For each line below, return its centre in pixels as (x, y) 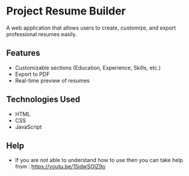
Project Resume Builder (66, 11)
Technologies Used (43, 100)
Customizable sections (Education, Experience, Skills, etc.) (88, 68)
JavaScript (28, 127)
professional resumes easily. (42, 34)
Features (23, 53)
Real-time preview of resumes (52, 80)
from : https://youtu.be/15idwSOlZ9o (60, 166)
